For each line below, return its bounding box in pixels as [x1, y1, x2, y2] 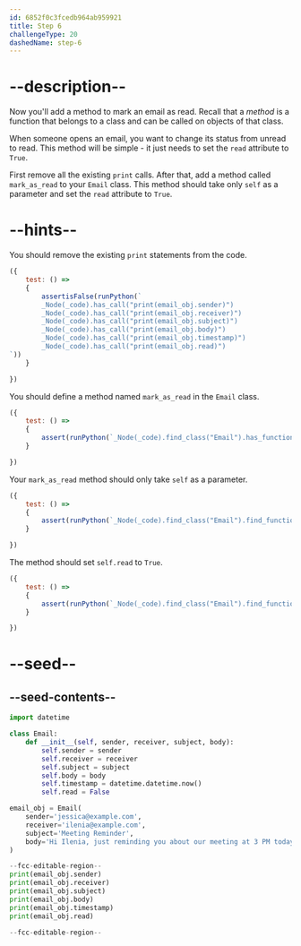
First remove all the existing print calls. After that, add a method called [9, 169, 271, 180]
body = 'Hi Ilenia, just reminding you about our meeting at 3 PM [25, 837, 271, 847]
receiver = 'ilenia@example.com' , [25, 821, 146, 830]
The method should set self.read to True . [9, 557, 163, 567]
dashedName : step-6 [9, 38, 82, 47]
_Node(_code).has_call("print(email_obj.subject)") [41, 317, 239, 326]
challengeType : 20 [9, 30, 78, 39]
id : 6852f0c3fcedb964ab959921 [9, 13, 123, 22]
